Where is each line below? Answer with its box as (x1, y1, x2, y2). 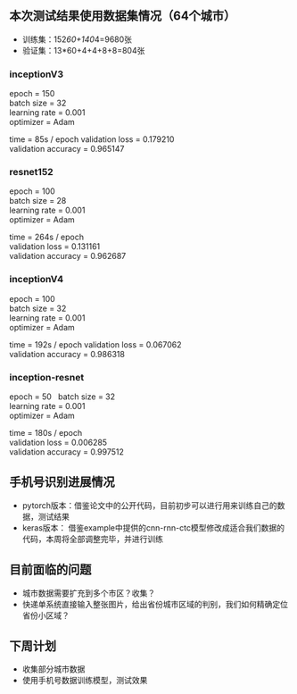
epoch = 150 (9, 88, 55, 99)
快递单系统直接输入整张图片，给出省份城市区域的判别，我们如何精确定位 (21, 598, 288, 609)
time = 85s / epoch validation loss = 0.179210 (9, 134, 175, 145)
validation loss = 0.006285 (9, 437, 108, 447)
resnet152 (9, 166, 54, 179)
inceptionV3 (9, 68, 64, 80)
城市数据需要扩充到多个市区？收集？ (21, 588, 156, 598)
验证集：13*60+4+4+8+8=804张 (21, 45, 145, 55)
